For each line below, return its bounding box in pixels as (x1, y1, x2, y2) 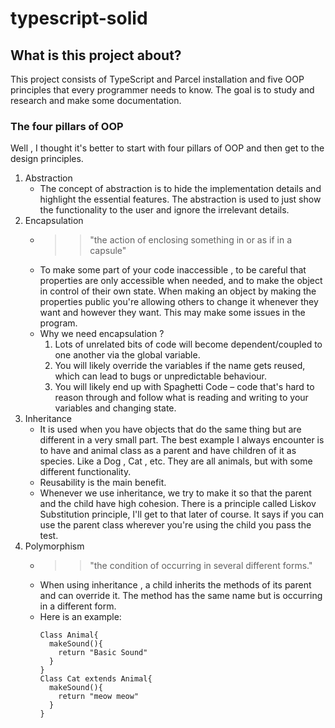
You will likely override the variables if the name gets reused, (54, 360, 306, 372)
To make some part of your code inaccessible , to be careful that (39, 264, 307, 276)
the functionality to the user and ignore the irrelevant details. (39, 204, 290, 216)
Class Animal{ (39, 630, 99, 641)
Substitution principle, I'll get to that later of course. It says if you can (39, 508, 325, 521)
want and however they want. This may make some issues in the (39, 307, 306, 319)
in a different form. (39, 600, 117, 612)
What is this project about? (10, 47, 182, 64)
